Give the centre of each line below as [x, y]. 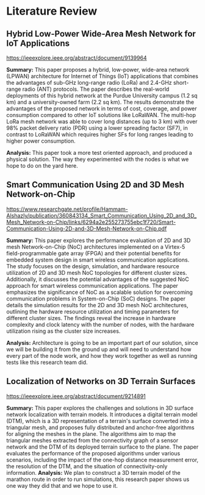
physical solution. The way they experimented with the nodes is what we [98, 159]
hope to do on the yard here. [42, 166]
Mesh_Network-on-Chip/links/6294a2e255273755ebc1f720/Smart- [91, 222]
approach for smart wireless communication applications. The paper [92, 285]
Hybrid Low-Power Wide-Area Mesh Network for [101, 34]
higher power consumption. [41, 141]
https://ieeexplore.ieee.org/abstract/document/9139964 [77, 58]
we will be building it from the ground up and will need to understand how [99, 349]
